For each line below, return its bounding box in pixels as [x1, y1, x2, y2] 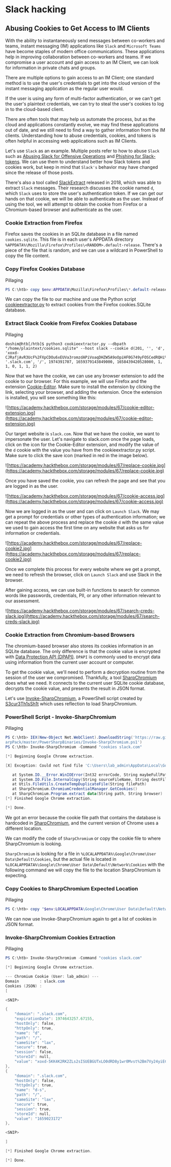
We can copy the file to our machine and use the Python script [5, 296, 136, 302]
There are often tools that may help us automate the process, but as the [5, 116, 156, 122]
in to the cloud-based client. [5, 106, 65, 112]
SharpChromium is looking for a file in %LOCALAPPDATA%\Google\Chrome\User [5, 850, 156, 857]
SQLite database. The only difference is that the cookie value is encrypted [5, 648, 161, 655]
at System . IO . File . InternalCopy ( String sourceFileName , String [12, 777, 149, 782]
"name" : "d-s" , [14, 1088, 47, 1093]
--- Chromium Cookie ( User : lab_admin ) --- [5, 974, 99, 979]
